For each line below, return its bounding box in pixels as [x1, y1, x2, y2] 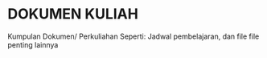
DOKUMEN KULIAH [7, 5, 138, 23]
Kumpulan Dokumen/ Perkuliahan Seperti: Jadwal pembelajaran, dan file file [7, 31, 260, 41]
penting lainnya [7, 39, 59, 49]
